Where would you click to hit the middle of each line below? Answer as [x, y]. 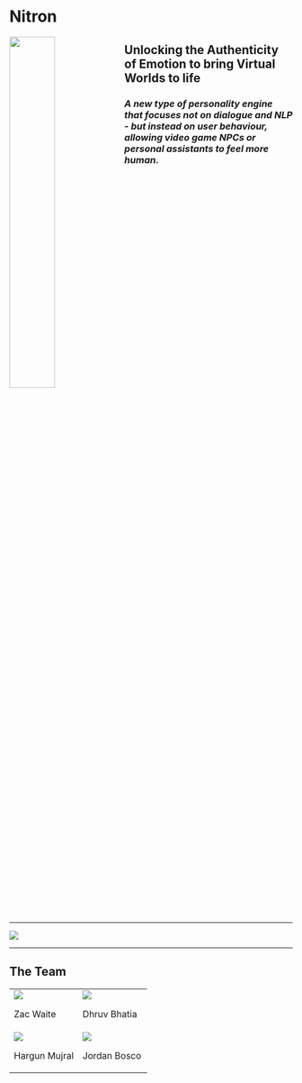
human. [142, 159]
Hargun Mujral [44, 1055]
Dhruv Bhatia [110, 1014]
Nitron [33, 17]
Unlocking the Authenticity [201, 50]
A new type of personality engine [199, 104]
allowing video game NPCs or [190, 137]
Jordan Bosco [112, 1055]
